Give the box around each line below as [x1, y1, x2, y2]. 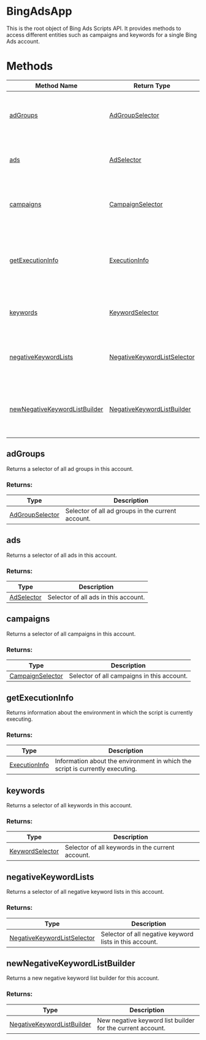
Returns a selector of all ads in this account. [6, 551, 118, 559]
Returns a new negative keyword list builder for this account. [6, 974, 159, 982]
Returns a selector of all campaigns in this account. [6, 630, 136, 637]
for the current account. [97, 1023, 166, 1032]
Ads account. [6, 37, 40, 45]
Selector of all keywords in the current [64, 843, 175, 852]
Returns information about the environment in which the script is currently [6, 709, 193, 716]
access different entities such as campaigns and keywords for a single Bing [6, 31, 197, 38]
